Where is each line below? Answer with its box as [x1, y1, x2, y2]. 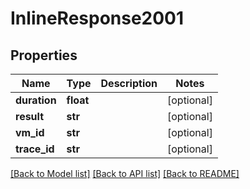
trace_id [15, 142, 55, 156]
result [15, 110, 45, 123]
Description [100, 77, 158, 90]
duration [15, 93, 57, 107]
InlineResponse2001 [10, 7, 185, 30]
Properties [10, 47, 78, 64]
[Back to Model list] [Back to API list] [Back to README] [10, 168, 240, 179]
